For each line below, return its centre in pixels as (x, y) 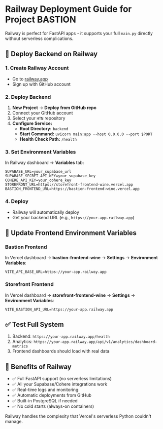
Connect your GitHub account (43, 113)
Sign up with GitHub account (41, 84)
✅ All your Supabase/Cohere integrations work (60, 384)
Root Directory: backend (44, 128)
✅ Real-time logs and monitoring (45, 390)
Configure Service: (32, 123)
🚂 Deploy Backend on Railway (51, 54)
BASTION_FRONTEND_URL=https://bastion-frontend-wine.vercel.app (72, 189)
